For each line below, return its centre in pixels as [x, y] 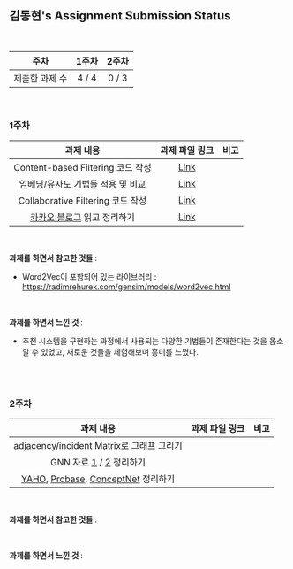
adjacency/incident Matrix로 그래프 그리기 [98, 446]
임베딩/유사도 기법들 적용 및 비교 [83, 184]
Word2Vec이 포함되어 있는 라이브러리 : [89, 277]
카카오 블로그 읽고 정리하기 [83, 218]
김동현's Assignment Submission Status [120, 16]
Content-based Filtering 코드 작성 [83, 168]
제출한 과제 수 [41, 78]
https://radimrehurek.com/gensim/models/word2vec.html [126, 287]
